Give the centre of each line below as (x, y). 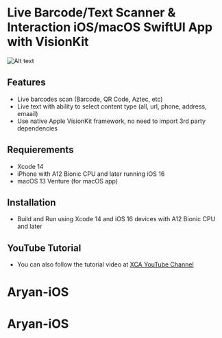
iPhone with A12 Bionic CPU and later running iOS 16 (91, 174)
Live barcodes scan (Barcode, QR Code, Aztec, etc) (90, 99)
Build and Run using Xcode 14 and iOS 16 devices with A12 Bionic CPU (116, 219)
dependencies (37, 128)
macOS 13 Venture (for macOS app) (67, 181)
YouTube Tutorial (44, 248)
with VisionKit (48, 42)
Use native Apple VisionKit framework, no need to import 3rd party (111, 121)
